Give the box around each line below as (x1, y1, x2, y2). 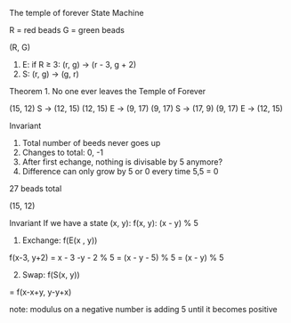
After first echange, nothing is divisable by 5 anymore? (21, 157, 223, 167)
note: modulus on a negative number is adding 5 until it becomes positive (9, 304, 278, 314)
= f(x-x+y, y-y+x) (9, 287, 72, 297)
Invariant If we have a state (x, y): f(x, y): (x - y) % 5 (9, 218, 198, 228)
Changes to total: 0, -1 (21, 147, 104, 157)
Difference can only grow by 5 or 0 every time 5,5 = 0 (21, 166, 219, 176)
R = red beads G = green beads (9, 25, 125, 35)
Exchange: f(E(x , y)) (21, 235, 98, 246)
